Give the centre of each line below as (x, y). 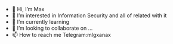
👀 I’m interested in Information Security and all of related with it (89, 15)
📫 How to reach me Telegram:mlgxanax (61, 35)
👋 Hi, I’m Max (28, 9)
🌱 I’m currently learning (41, 22)
